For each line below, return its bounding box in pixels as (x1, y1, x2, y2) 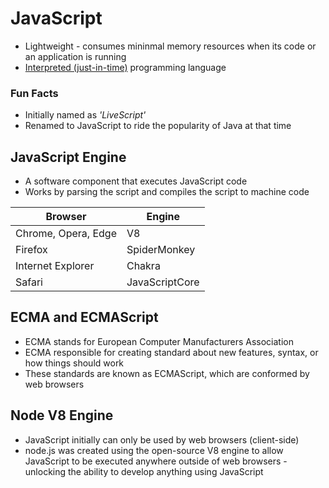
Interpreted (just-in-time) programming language (24, 61, 227, 73)
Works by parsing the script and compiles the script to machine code (24, 186, 310, 198)
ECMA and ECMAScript (10, 309, 159, 326)
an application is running (24, 50, 127, 62)
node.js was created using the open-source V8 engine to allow (24, 444, 284, 456)
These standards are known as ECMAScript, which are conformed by (24, 367, 310, 379)
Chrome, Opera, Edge (15, 227, 117, 241)
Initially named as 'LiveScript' (24, 109, 147, 121)
